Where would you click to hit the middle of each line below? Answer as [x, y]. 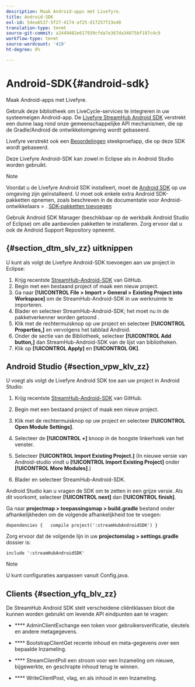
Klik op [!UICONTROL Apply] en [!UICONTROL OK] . [77, 348]
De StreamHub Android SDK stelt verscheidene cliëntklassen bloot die [90, 608]
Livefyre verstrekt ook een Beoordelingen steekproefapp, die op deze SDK [96, 141]
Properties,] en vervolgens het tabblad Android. [72, 329]
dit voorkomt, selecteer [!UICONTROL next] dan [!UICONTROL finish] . [91, 497]
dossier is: [18, 543]
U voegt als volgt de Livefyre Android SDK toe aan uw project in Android [93, 381]
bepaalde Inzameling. [40, 649]
